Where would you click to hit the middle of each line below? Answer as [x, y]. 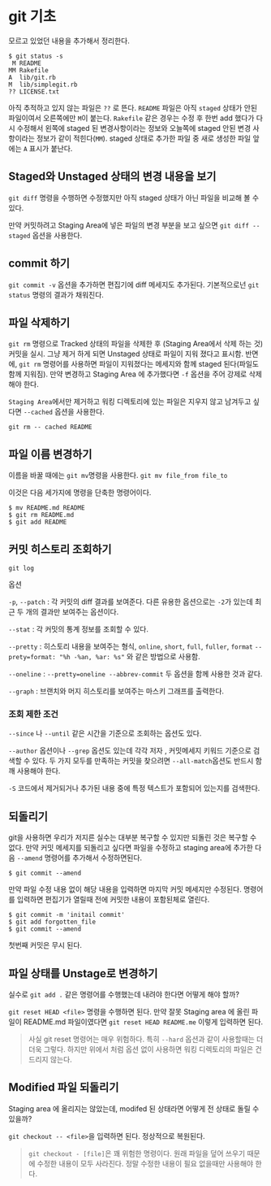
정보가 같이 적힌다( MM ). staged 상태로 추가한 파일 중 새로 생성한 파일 [144, 138]
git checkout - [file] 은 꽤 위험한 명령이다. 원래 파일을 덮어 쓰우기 [137, 1153]
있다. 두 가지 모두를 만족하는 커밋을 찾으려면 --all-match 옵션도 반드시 [143, 761]
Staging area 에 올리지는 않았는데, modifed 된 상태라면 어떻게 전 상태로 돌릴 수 [134, 1108]
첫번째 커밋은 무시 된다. [45, 945]
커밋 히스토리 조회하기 [60, 549]
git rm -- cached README [50, 428]
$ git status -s [36, 56]
